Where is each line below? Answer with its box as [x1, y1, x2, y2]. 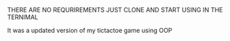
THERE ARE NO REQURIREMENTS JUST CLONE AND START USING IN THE [7, 6, 224, 14]
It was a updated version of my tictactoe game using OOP [7, 27, 172, 34]
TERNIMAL [7, 13, 38, 21]
